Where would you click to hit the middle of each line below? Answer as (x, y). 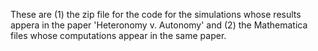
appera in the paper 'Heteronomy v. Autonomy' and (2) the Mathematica (159, 25)
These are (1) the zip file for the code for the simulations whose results (156, 14)
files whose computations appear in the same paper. (118, 35)
